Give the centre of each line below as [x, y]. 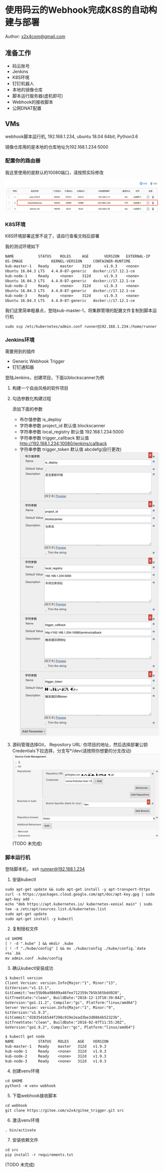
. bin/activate [21, 1130]
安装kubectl [24, 879]
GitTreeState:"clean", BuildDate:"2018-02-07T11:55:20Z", [66, 1022]
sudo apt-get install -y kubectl [39, 919]
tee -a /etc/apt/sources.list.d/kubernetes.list [56, 909]
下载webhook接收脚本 [35, 1095]
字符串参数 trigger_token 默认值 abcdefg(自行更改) [70, 449]
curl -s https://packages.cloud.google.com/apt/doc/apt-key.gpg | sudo [80, 894]
